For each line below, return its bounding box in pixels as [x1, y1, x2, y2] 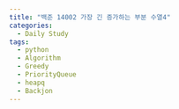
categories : [9, 21, 53, 30]
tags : [9, 37, 29, 47]
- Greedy [17, 62, 49, 71]
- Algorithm [17, 54, 62, 62]
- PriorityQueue [17, 70, 77, 79]
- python [17, 46, 49, 54]
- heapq [17, 78, 46, 87]
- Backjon [17, 86, 53, 95]
